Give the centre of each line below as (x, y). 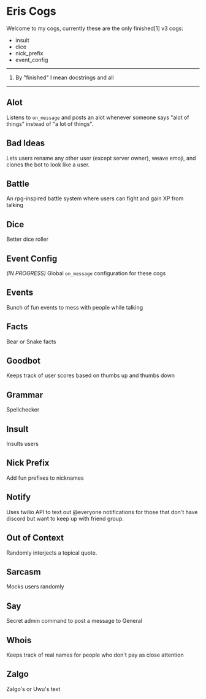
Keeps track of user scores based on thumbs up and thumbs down (90, 375)
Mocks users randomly (35, 587)
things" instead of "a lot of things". (50, 123)
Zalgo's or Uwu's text (33, 689)
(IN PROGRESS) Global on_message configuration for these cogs (86, 273)
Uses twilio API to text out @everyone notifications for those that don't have (102, 512)
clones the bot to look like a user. (48, 165)
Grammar (25, 395)
